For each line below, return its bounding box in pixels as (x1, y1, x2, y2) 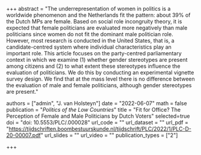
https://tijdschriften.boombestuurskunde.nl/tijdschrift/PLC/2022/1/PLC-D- (8, 126, 191, 132)
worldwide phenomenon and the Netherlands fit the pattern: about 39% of (6, 11, 191, 19)
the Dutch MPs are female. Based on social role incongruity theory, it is (6, 18, 182, 25)
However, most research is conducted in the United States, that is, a (6, 37, 175, 44)
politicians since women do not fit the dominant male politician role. (6, 31, 173, 38)
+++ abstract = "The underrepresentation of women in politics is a (6, 5, 171, 12)
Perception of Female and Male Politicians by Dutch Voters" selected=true (6, 112, 190, 120)
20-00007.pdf (6, 132, 41, 139)
